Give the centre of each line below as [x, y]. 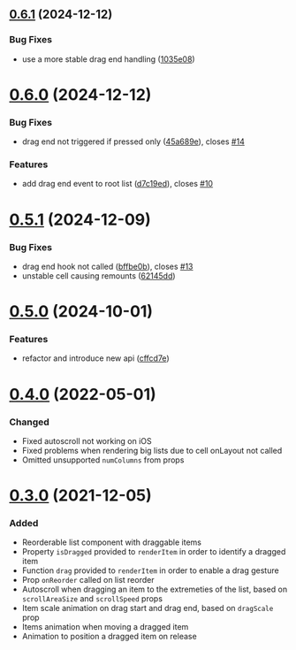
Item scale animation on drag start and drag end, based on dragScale [148, 608]
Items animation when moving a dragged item [105, 627]
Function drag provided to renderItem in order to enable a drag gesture [151, 570]
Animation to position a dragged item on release [109, 637]
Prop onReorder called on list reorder [88, 580]
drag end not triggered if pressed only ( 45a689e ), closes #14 [133, 141]
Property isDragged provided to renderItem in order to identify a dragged [154, 552]
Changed [30, 422]
